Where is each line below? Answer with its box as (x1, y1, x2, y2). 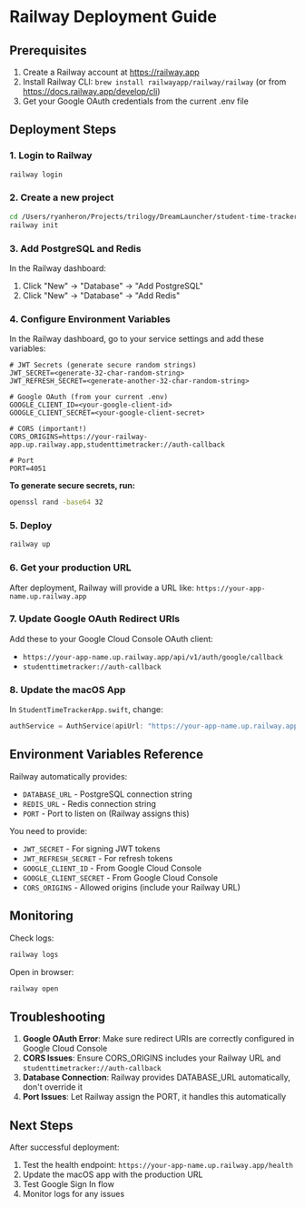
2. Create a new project (9, 191, 114, 204)
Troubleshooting (9, 1009, 106, 1024)
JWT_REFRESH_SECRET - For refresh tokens (22, 852, 173, 863)
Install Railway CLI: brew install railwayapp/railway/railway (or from (22, 76, 287, 87)
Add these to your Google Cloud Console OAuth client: (9, 633, 213, 644)
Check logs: (9, 932, 54, 943)
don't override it (22, 1082, 84, 1092)
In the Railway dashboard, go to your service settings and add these (9, 334, 265, 345)
